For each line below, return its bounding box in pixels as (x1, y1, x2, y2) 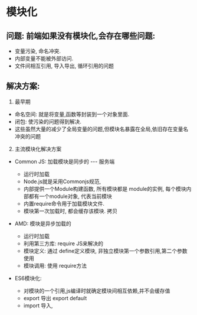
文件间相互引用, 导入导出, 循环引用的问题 (14, 63, 114, 69)
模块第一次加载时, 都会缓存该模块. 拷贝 (23, 207, 118, 215)
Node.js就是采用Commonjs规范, (23, 178, 101, 185)
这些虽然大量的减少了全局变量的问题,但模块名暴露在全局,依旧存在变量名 (14, 125, 189, 132)
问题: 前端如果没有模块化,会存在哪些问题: (6, 31, 156, 41)
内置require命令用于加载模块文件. (23, 200, 105, 207)
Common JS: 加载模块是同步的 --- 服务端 (14, 158, 115, 165)
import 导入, (23, 302, 53, 309)
